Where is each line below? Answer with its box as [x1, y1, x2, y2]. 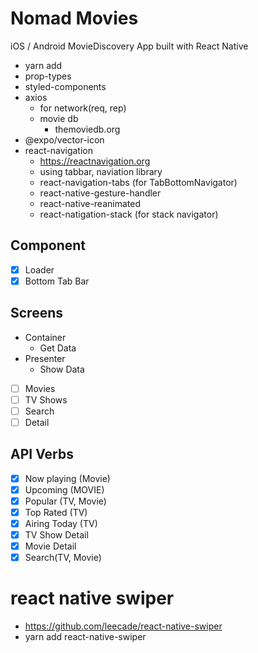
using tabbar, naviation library [39, 165, 163, 177]
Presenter [24, 352, 66, 364]
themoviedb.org [54, 123, 121, 135]
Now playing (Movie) [24, 472, 111, 484]
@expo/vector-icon [24, 133, 105, 146]
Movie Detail [24, 540, 77, 552]
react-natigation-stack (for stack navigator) [39, 208, 219, 220]
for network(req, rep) [39, 102, 127, 114]
